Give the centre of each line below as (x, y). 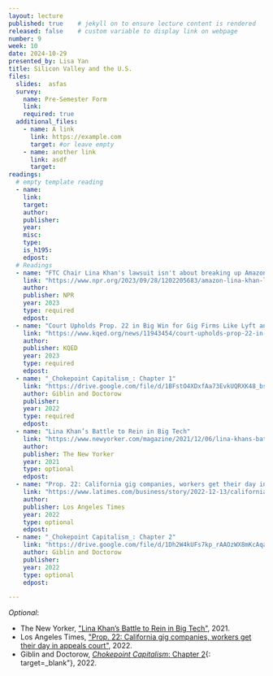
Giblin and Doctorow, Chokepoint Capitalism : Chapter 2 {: (115, 654)
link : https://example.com (76, 136)
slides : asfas (41, 84)
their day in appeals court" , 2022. (76, 646)
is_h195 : (38, 250)
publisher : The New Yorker (69, 454)
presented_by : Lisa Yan (49, 62)
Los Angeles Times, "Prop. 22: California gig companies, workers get (136, 637)
